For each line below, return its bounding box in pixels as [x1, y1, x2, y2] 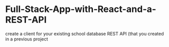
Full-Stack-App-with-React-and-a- [5, 3, 156, 15]
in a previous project [5, 36, 48, 42]
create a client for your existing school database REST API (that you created [5, 30, 164, 36]
